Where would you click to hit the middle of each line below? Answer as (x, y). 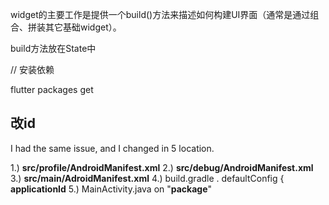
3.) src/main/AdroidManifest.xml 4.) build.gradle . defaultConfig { (147, 178)
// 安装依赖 (32, 69)
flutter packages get (52, 89)
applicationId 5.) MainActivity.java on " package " (111, 189)
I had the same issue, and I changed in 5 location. (112, 148)
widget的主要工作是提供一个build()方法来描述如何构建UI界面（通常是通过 (160, 14)
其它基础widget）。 (83, 27)
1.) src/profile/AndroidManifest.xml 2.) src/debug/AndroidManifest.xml (162, 167)
